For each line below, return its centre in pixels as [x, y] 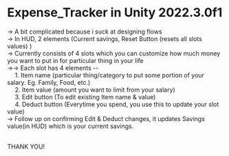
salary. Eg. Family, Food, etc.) [49, 82]
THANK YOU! [26, 146]
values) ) [20, 46]
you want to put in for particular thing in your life [76, 60]
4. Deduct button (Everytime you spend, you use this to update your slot [117, 104]
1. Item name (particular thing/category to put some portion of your [110, 75]
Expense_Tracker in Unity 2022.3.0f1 [115, 13]
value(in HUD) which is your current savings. [70, 126]
